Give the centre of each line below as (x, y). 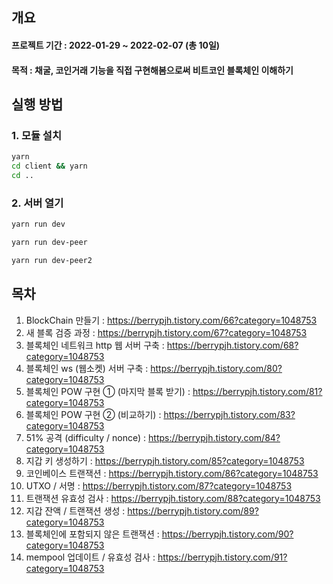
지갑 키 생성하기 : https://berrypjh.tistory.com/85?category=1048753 (165, 460)
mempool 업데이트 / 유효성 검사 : (90, 557)
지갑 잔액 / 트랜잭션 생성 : (75, 510)
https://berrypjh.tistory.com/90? (227, 534)
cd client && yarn (49, 166)
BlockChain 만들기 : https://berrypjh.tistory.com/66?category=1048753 (171, 320)
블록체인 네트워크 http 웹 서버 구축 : (95, 345)
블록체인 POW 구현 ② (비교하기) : (93, 414)
